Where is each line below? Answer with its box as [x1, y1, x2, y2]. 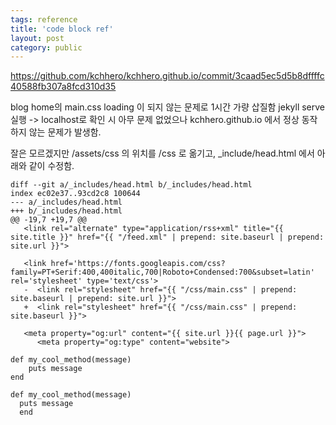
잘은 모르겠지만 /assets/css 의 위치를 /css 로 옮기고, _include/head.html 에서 [10, 147, 315, 160]
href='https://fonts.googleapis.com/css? [50, 259, 226, 269]
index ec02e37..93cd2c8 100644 [10, 189, 141, 199]
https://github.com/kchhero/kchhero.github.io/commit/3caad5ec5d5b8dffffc [10, 70, 325, 82]
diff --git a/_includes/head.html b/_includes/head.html [10, 180, 253, 190]
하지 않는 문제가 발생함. [10, 126, 102, 138]
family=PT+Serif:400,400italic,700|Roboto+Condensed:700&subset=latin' [10, 267, 315, 278]
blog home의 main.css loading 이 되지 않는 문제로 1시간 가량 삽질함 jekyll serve [10, 101, 326, 113]
